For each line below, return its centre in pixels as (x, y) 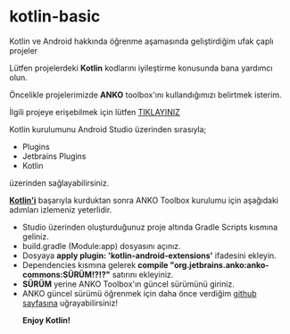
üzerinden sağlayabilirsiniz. (59, 183)
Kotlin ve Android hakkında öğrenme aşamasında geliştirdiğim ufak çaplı (141, 41)
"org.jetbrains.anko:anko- (219, 264)
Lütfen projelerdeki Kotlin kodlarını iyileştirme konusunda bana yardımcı (141, 68)
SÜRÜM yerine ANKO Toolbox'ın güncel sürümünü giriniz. (128, 284)
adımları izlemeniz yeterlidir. (61, 209)
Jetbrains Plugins (54, 156)
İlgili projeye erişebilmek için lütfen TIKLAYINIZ (95, 112)
